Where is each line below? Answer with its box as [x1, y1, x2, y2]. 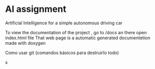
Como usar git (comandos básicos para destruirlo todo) [5, 50, 119, 56]
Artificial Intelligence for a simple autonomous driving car [5, 20, 123, 26]
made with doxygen [5, 40, 46, 46]
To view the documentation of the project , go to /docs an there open [5, 29, 147, 35]
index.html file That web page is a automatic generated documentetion [5, 35, 151, 41]
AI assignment [5, 3, 66, 15]
